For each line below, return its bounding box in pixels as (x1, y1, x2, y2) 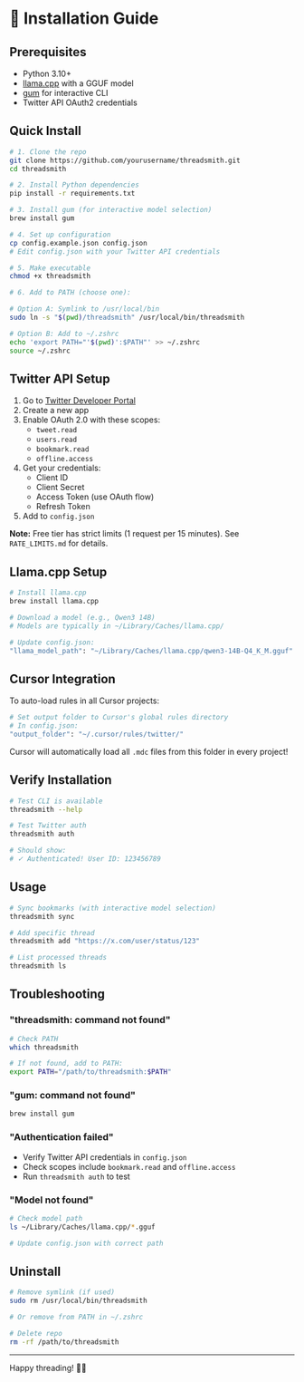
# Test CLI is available (9, 797, 103, 806)
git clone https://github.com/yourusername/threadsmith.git (9, 156, 242, 165)
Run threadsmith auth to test (22, 1171, 131, 1182)
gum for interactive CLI (22, 88, 109, 98)
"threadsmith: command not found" (9, 1014, 171, 1027)
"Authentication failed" (9, 1131, 115, 1144)
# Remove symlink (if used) (9, 1288, 116, 1297)
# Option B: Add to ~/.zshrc (9, 329, 119, 338)
